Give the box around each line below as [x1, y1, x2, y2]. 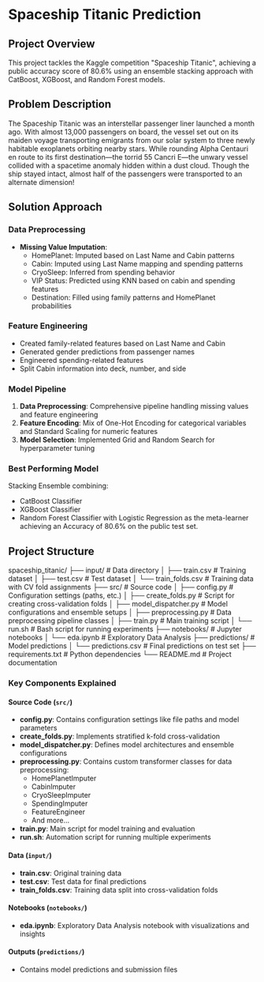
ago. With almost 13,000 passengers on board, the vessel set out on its [8, 127, 239, 136]
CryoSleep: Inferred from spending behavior [31, 267, 176, 277]
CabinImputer [31, 782, 76, 791]
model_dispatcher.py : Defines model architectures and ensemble [19, 740, 235, 750]
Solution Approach [8, 200, 102, 214]
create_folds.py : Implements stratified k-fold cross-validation [19, 731, 221, 741]
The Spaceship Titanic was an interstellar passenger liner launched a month [8, 119, 255, 128]
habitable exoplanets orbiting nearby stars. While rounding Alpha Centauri [8, 144, 249, 153]
